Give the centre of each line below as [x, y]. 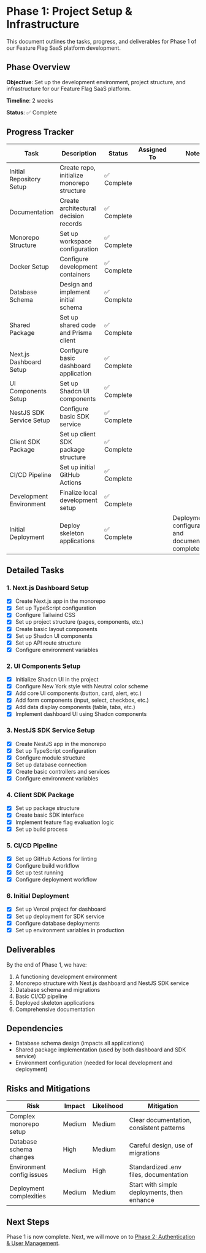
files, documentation [158, 1175]
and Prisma [76, 332]
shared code [78, 325]
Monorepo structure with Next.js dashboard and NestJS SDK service [102, 983]
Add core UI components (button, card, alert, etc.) [78, 693]
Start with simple [153, 1185]
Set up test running [40, 873]
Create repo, [78, 167]
